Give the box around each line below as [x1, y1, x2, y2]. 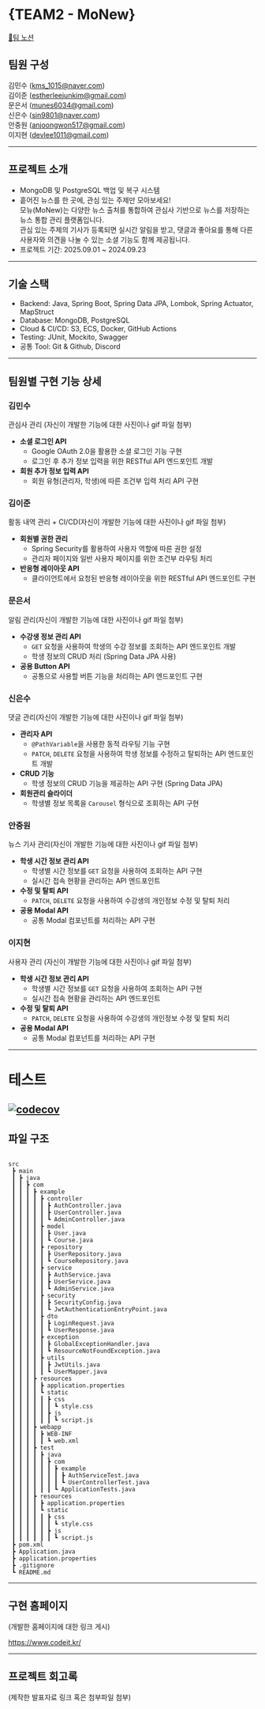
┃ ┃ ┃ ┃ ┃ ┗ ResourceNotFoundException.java [11, 1347, 160, 1355]
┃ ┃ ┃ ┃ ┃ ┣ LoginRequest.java [11, 1319, 114, 1327]
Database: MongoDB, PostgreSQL [19, 316, 130, 325]
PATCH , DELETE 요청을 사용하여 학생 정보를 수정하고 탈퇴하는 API [31, 749, 226, 758]
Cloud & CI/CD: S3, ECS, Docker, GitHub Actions [19, 324, 177, 334]
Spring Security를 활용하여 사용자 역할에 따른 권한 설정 [31, 544, 203, 554]
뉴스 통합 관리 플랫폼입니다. [19, 215, 105, 225]
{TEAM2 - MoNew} [8, 6, 136, 24]
